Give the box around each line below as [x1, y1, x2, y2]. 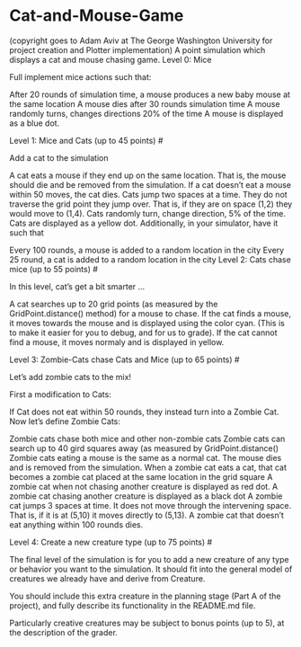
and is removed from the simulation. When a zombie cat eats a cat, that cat [9, 462, 288, 473]
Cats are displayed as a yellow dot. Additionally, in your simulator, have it [9, 217, 279, 228]
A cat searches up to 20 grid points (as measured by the [9, 298, 218, 309]
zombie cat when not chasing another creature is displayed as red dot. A [9, 481, 279, 492]
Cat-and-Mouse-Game [9, 5, 184, 26]
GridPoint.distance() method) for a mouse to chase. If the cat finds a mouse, [9, 307, 292, 319]
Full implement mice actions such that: [9, 71, 152, 82]
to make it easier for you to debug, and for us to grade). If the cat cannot [9, 327, 278, 338]
